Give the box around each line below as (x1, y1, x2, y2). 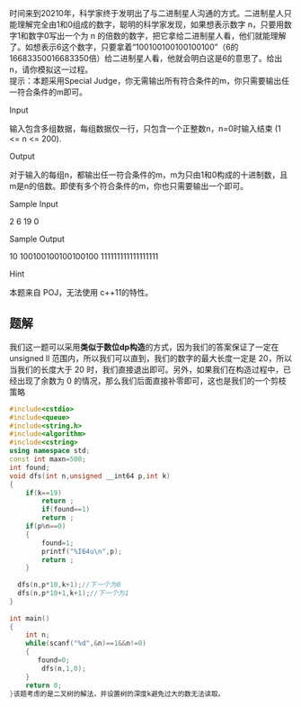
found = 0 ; (37, 656, 70, 665)
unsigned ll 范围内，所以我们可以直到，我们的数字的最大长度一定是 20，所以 (9, 352, 292, 363)
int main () (9, 613, 50, 623)
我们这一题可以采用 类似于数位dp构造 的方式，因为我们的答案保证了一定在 (9, 341, 279, 352)
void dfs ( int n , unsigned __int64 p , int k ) (9, 471, 171, 480)
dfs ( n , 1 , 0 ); (41, 664, 87, 673)
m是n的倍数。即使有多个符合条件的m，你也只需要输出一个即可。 (9, 181, 249, 191)
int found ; (9, 463, 50, 472)
